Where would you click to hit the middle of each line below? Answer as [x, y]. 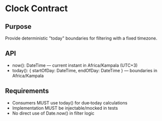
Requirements [27, 91]
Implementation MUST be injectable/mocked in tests [65, 108]
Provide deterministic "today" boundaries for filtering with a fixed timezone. [81, 38]
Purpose [18, 27]
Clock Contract [36, 9]
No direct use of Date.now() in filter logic [53, 113]
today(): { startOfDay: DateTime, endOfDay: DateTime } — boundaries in [85, 70]
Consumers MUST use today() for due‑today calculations [70, 102]
